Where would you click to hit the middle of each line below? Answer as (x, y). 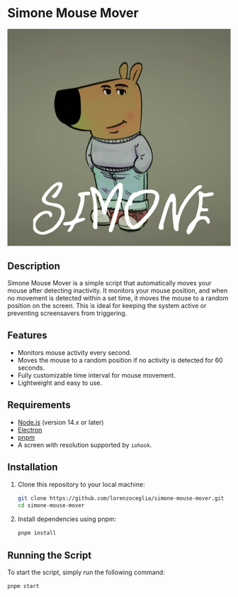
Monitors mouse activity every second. (74, 352)
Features (27, 335)
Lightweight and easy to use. (60, 383)
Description (34, 266)
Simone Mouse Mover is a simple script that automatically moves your (109, 283)
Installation (33, 467)
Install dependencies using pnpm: (67, 519)
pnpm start (23, 586)
